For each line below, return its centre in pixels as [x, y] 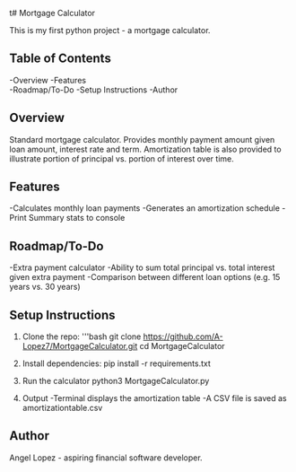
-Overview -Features [48, 80]
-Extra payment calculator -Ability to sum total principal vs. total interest [142, 267]
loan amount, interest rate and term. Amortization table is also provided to [145, 149]
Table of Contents [61, 59]
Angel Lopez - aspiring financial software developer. [106, 458]
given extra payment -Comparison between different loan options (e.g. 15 [145, 277]
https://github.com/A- [183, 337]
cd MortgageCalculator [183, 346]
